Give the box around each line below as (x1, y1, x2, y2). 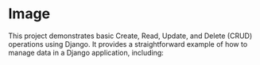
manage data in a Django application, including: (8, 48, 165, 57)
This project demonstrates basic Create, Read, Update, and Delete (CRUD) (8, 31, 253, 40)
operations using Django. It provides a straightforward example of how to (8, 39, 248, 48)
